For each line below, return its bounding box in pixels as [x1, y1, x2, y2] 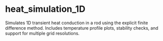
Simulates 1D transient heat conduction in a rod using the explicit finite [5, 20, 148, 26]
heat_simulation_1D [5, 3, 85, 15]
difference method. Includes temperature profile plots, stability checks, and [5, 25, 159, 31]
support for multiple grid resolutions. [5, 30, 80, 36]
